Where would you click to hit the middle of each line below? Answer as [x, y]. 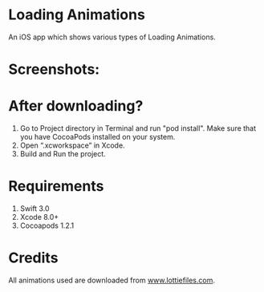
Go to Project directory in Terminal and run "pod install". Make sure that [138, 128]
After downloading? [76, 106]
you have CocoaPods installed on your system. [97, 137]
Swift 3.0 [35, 209]
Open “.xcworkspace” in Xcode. [73, 145]
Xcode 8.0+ [39, 217]
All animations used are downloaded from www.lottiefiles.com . [112, 280]
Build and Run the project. [63, 154]
